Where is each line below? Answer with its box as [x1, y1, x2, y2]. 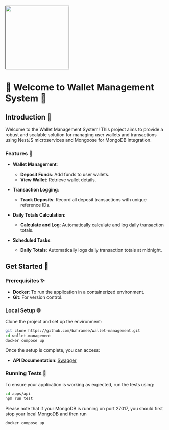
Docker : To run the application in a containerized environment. [12, 289, 144, 295]
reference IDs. [20, 202, 51, 208]
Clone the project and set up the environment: [5, 319, 102, 325]
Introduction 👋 [5, 113, 52, 122]
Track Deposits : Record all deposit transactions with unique [20, 197, 147, 203]
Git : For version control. [12, 294, 63, 300]
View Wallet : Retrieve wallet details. [20, 177, 96, 183]
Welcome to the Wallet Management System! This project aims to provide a [5, 126, 163, 132]
